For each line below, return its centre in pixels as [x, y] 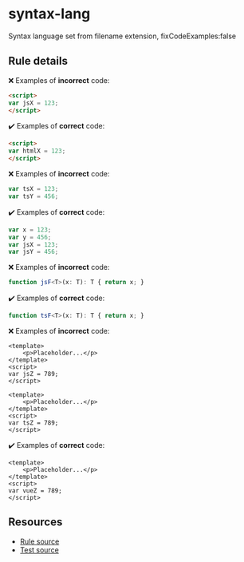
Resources [35, 522]
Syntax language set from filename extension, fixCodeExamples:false [122, 36]
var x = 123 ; [30, 230]
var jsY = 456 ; [33, 252]
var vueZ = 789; [35, 491]
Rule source [39, 541]
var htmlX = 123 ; [37, 151]
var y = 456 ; [30, 237]
